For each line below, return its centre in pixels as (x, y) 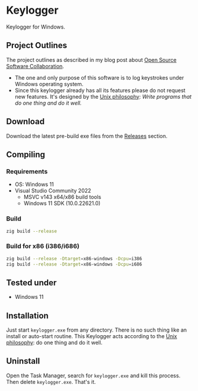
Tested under (32, 283)
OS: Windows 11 (34, 184)
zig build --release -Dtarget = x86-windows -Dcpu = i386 (74, 258)
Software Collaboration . (35, 66)
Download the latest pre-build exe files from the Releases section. (87, 136)
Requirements (27, 171)
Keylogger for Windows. (36, 27)
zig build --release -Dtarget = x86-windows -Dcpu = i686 (74, 264)
